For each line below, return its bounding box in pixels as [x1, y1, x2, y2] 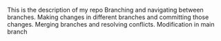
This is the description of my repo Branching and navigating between [7, 6, 204, 14]
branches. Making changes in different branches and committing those [7, 13, 209, 21]
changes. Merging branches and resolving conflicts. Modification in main [7, 20, 215, 28]
